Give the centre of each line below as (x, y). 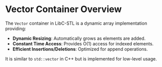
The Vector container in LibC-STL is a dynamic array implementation (76, 23)
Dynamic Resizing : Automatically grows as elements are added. (79, 38)
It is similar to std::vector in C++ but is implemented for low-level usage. (81, 58)
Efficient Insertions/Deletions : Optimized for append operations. (80, 49)
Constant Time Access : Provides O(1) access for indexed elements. (83, 43)
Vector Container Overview (64, 9)
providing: (16, 28)
